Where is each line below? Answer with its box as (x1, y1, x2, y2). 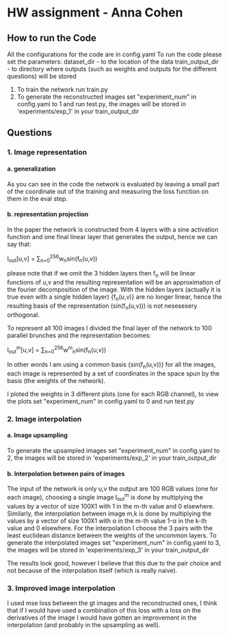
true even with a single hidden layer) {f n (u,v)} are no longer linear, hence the (7, 293, 222, 302)
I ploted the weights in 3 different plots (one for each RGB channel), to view (7, 389, 219, 398)
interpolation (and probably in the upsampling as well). (7, 620, 161, 628)
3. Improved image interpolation (7, 583, 116, 593)
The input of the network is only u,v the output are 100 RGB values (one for (7, 485, 219, 493)
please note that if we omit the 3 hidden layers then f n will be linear (7, 269, 196, 279)
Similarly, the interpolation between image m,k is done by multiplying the (7, 509, 212, 517)
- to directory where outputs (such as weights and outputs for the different (7, 65, 217, 73)
